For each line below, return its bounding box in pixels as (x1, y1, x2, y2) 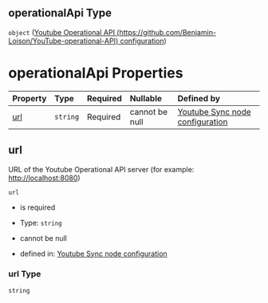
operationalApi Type (8, 6, 112, 20)
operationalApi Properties (8, 64, 183, 82)
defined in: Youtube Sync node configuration (19, 249, 167, 258)
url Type (8, 269, 41, 280)
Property (12, 92, 47, 104)
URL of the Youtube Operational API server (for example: (8, 164, 195, 174)
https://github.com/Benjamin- (119, 27, 217, 37)
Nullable (129, 92, 162, 104)
